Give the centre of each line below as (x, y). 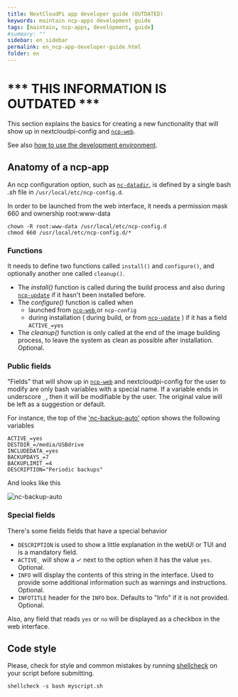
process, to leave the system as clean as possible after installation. (115, 340)
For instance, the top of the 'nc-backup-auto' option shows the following (114, 418)
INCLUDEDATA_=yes (33, 451)
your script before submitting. (51, 674)
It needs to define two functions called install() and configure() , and (111, 266)
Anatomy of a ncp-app (58, 167)
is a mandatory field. (48, 552)
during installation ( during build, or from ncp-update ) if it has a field (128, 317)
